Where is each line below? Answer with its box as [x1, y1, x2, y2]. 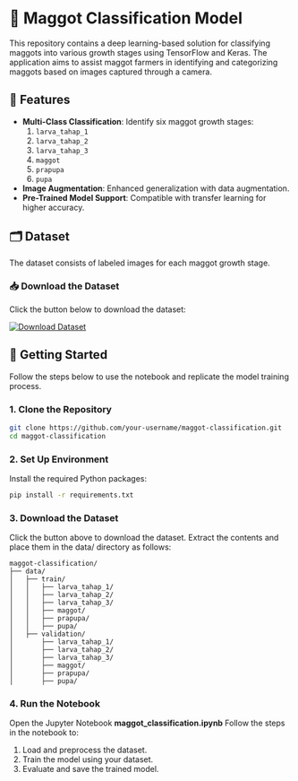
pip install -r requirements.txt [9, 490, 134, 500]
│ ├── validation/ [9, 629, 87, 639]
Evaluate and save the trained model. [21, 764, 159, 775]
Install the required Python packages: [9, 473, 148, 484]
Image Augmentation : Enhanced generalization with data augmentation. [21, 183, 290, 194]
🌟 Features [9, 92, 71, 108]
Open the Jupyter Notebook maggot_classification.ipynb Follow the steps [9, 717, 285, 729]
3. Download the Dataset [9, 511, 119, 524]
